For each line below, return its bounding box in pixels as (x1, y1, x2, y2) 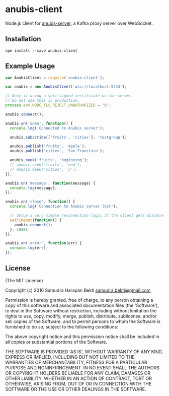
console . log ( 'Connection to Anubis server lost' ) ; (10, 204, 118, 209)
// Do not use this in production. (5, 98, 80, 103)
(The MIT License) (5, 277, 44, 283)
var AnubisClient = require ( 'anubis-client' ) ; (5, 75, 105, 80)
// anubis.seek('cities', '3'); (10, 167, 78, 172)
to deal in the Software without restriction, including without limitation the (5, 307, 157, 313)
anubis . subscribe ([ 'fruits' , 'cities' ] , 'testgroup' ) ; (10, 135, 127, 140)
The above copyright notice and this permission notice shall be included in (5, 334, 159, 340)
